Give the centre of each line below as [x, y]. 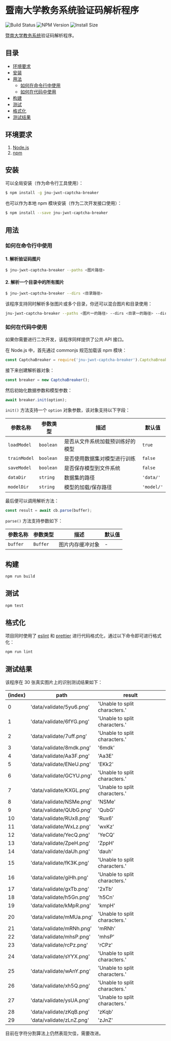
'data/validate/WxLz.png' [60, 827]
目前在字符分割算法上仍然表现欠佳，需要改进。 [54, 1033]
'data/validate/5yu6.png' [60, 707]
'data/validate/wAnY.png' [60, 971]
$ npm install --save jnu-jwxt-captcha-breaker [57, 213]
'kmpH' [106, 906]
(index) [17, 695]
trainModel [21, 458]
